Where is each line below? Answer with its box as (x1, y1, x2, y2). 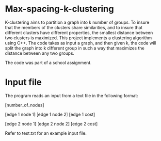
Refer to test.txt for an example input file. (5, 130, 87, 136)
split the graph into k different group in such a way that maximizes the (5, 45, 145, 51)
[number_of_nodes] (5, 102, 45, 108)
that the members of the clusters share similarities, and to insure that (5, 24, 143, 30)
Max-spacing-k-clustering (5, 3, 114, 15)
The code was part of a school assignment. (5, 60, 92, 65)
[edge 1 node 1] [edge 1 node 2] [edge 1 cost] (5, 111, 96, 117)
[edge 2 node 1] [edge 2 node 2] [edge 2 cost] (5, 121, 98, 126)
